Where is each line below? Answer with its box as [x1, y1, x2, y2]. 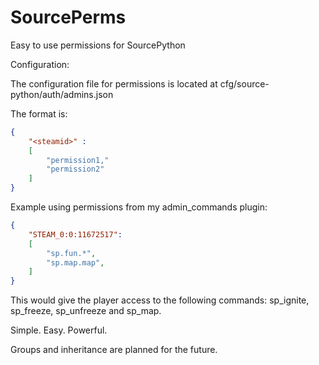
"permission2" [46, 164, 105, 175]
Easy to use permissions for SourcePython [10, 39, 186, 51]
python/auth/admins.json [10, 88, 114, 100]
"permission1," [46, 155, 110, 165]
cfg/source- [219, 77, 270, 90]
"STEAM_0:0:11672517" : [28, 229, 123, 240]
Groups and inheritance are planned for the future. [10, 344, 218, 356]
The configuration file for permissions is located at [10, 77, 218, 90]
